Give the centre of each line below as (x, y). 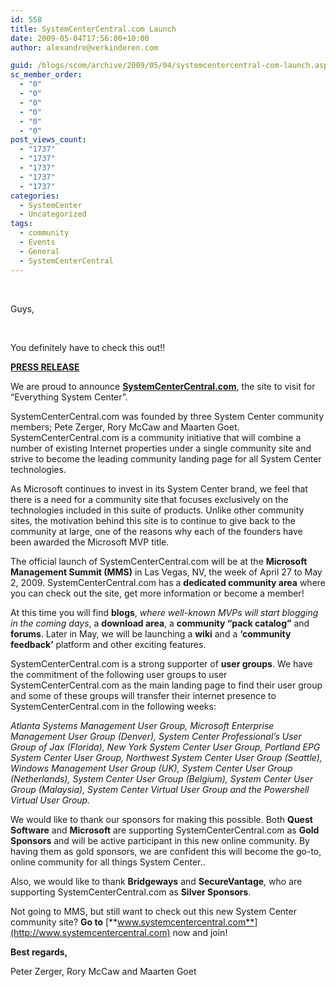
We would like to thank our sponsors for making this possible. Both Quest (161, 819)
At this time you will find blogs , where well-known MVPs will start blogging (164, 612)
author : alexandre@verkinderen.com (84, 47)
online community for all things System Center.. (108, 862)
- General (39, 251)
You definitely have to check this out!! (88, 347)
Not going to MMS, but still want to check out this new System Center (153, 911)
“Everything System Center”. (69, 397)
